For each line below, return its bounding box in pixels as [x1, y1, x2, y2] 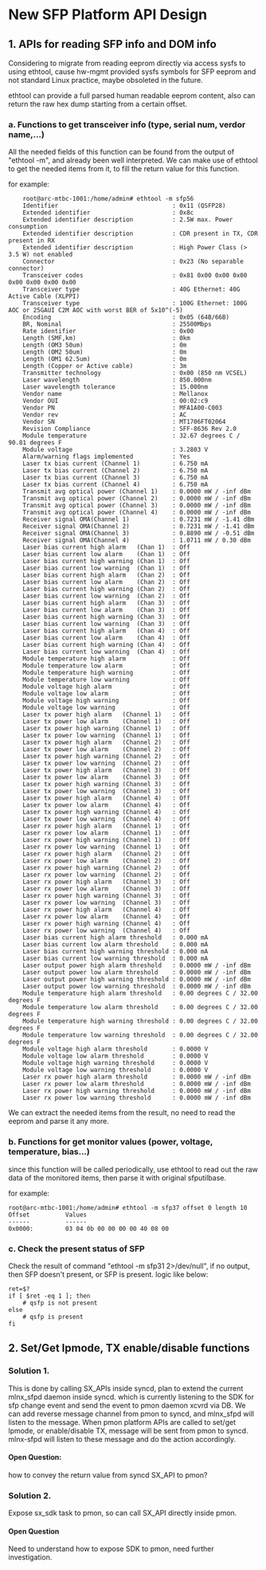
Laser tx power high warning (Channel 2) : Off [22, 753, 191, 761]
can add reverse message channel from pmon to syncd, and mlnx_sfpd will [8, 1408, 255, 1419]
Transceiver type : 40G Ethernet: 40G [22, 285, 241, 294]
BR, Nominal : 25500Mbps [22, 320, 213, 328]
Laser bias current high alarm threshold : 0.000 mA [22, 934, 209, 942]
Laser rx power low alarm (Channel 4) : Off [22, 913, 191, 921]
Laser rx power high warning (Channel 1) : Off [22, 836, 191, 844]
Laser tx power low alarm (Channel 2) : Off [22, 746, 191, 754]
